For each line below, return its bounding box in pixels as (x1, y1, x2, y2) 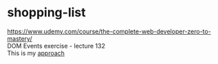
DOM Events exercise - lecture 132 (7, 42, 105, 50)
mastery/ (7, 34, 32, 42)
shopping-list (7, 5, 86, 20)
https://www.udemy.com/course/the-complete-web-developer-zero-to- (7, 27, 211, 35)
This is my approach (7, 49, 65, 57)
